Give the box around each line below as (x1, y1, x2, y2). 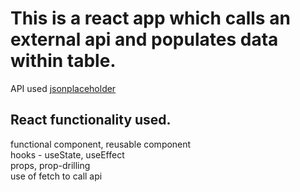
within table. (10, 50, 117, 72)
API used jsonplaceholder (10, 82, 117, 94)
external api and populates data (10, 28, 279, 51)
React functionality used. (10, 112, 172, 129)
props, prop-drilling (10, 159, 91, 171)
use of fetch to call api (10, 170, 103, 182)
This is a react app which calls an (10, 7, 291, 30)
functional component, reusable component (10, 138, 192, 150)
